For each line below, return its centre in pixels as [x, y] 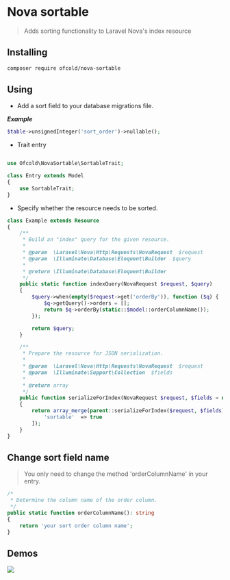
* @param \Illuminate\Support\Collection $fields [98, 373]
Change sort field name [58, 457]
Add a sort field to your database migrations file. [85, 106]
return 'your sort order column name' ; [76, 526]
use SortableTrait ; [47, 188]
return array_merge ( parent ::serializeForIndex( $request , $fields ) [128, 411]
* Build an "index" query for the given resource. [96, 240]
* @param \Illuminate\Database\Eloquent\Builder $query [107, 259]
